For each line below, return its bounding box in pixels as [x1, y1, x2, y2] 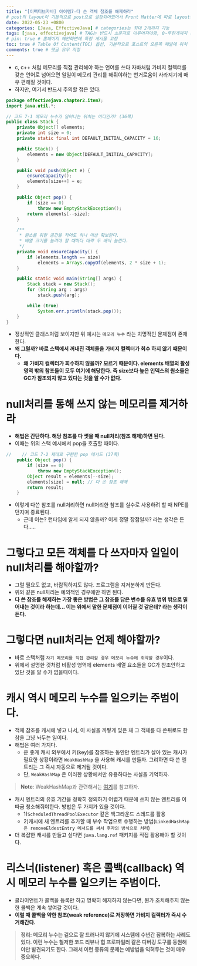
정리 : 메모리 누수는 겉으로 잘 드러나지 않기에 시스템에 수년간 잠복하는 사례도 [20, 931, 191, 938]
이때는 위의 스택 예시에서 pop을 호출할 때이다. [14, 440, 120, 447]
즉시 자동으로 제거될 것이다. [45, 763, 108, 770]
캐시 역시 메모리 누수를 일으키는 [6, 692, 148, 705]
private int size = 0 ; [16, 130, 72, 136]
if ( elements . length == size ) [27, 254, 101, 260]
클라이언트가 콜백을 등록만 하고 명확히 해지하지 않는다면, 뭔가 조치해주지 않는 [14, 897, 191, 904]
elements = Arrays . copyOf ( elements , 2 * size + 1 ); [37, 260, 167, 266]
